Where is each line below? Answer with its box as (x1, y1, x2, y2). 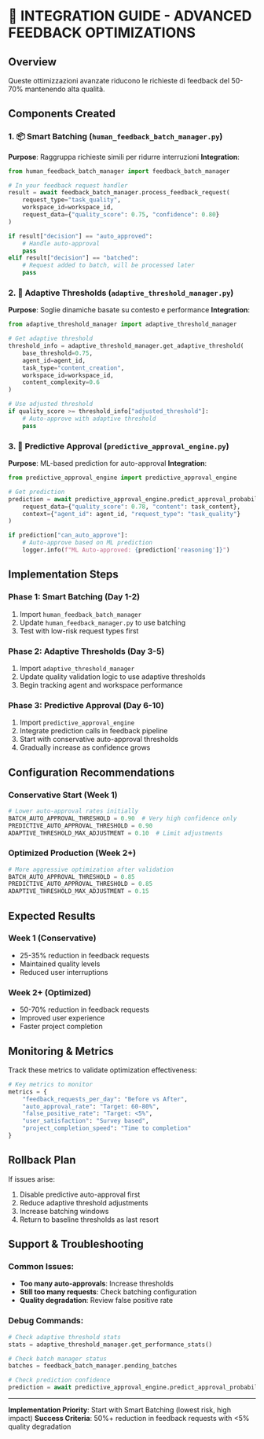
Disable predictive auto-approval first (19, 1190, 141, 1199)
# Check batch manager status (8, 1355, 108, 1363)
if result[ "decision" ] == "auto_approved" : (8, 232, 153, 240)
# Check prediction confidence (8, 1376, 111, 1384)
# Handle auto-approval (22, 239, 101, 247)
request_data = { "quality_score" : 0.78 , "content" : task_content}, (22, 503, 241, 511)
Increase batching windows (19, 1206, 109, 1216)
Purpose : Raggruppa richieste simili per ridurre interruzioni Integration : (8, 152, 240, 161)
